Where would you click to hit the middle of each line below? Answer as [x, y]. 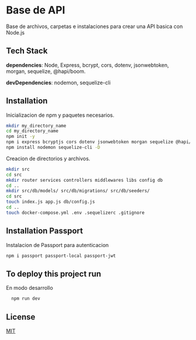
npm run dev [26, 299]
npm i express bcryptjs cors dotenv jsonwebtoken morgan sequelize [90, 142]
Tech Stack [27, 51]
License [21, 317]
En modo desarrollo [30, 288]
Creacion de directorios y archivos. [48, 158]
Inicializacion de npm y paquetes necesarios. [60, 115]
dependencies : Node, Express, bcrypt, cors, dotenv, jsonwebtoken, [87, 65]
